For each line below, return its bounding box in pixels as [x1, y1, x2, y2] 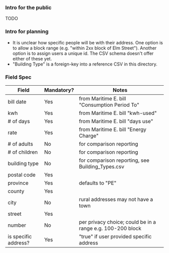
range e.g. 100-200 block [78, 225, 142, 232]
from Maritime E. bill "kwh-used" [78, 109, 157, 116]
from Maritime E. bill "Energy [78, 125, 147, 133]
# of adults [8, 140, 34, 147]
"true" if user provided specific [78, 233, 152, 240]
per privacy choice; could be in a [78, 218, 156, 225]
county [8, 187, 25, 195]
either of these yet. [12, 55, 52, 61]
